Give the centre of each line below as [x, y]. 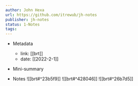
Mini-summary [28, 69]
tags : [11, 29]
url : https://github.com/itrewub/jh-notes [51, 15]
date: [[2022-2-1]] [39, 59]
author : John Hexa [25, 10]
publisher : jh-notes [27, 19]
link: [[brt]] [32, 54]
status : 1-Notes [22, 24]
